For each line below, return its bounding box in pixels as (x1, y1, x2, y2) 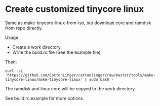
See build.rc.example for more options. (5, 95, 84, 101)
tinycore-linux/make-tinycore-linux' (5, 77, 83, 82)
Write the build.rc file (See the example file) (12, 49, 101, 55)
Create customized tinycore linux (5, 3, 144, 15)
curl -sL (5, 68, 23, 73)
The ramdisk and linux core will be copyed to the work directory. (5, 85, 136, 92)
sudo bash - (89, 77, 114, 82)
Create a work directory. (12, 44, 62, 50)
